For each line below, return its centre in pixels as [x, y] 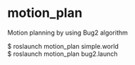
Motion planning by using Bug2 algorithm [67, 32]
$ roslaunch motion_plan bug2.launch [63, 54]
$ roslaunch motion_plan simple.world [63, 46]
